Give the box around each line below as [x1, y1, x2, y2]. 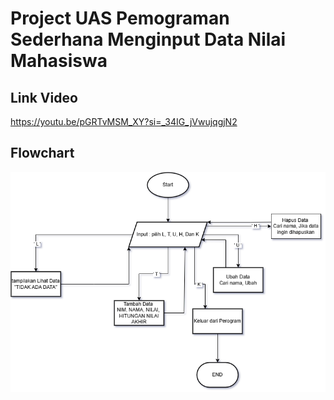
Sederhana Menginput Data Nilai [10, 28, 287, 51]
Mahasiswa [10, 50, 108, 72]
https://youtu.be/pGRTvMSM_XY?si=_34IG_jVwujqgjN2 [10, 116, 238, 127]
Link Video [10, 89, 78, 106]
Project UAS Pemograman [10, 7, 230, 30]
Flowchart [10, 145, 75, 162]
